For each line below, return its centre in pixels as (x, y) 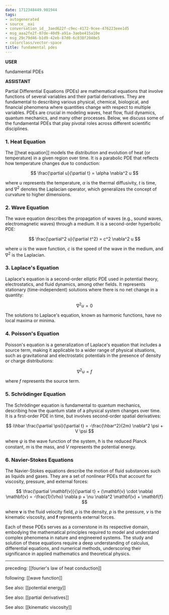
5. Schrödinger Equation (35, 394)
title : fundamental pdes (31, 47)
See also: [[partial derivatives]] (37, 597)
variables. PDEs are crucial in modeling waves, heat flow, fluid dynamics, (81, 112)
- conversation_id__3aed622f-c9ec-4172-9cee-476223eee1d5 (67, 29)
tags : (11, 15)
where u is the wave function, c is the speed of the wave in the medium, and (84, 249)
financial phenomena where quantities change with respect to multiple (78, 107)
